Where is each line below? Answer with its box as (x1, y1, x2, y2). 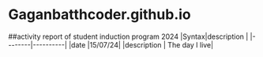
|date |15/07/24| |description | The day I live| (68, 40, 214, 49)
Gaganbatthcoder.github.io (8, 6, 191, 24)
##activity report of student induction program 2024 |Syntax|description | (8, 32, 249, 41)
